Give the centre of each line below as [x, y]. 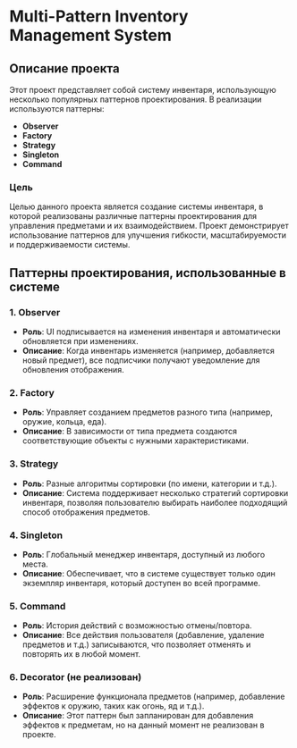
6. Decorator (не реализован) [76, 677]
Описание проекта [64, 68]
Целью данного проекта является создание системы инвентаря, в [136, 206]
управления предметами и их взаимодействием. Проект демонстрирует [149, 226]
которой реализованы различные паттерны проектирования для [133, 216]
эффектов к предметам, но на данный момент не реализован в [143, 725]
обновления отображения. [73, 369]
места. [35, 564]
